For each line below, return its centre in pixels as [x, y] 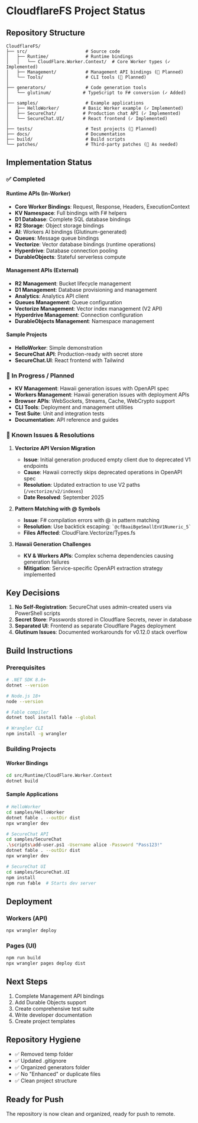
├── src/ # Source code [63, 51]
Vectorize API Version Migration [55, 448]
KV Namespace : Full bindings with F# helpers [71, 213]
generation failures [46, 562]
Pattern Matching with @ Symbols [57, 509]
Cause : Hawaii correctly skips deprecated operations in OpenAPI [103, 472]
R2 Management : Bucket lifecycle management [73, 283]
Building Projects [31, 748]
